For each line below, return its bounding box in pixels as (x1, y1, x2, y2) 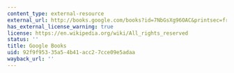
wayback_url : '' (7, 56, 54, 63)
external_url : (7, 17, 49, 24)
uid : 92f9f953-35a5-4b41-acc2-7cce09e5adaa (7, 49, 136, 56)
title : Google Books (7, 42, 68, 49)
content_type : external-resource (7, 10, 104, 17)
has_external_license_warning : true (7, 23, 114, 30)
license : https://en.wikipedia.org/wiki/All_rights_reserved (7, 29, 189, 37)
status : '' (7, 36, 39, 43)
